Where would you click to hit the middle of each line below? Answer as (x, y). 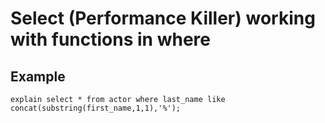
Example (38, 76)
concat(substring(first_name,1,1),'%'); (96, 108)
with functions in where (110, 39)
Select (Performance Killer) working (163, 18)
